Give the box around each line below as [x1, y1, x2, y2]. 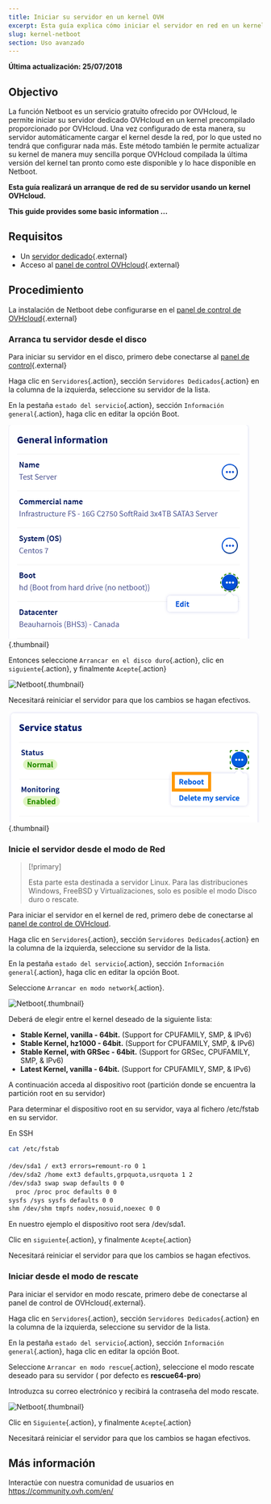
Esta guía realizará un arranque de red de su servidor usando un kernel [8, 183, 251, 192]
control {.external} [8, 360, 67, 370]
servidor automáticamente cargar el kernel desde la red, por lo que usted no [8, 132, 262, 142]
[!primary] [27, 862, 62, 872]
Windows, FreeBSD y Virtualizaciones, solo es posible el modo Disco [27, 886, 257, 896]
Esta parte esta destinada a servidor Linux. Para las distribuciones [27, 877, 248, 888]
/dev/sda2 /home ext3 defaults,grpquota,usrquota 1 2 [8, 1170, 194, 1178]
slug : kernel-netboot [8, 30, 81, 38]
